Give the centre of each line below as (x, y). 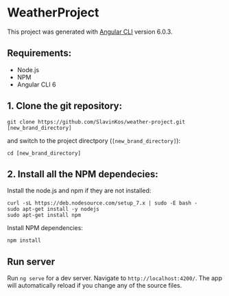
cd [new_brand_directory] (44, 153)
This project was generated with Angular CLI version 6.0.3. (90, 32)
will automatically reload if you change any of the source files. (95, 286)
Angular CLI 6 (36, 84)
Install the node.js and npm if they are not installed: (79, 191)
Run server (31, 261)
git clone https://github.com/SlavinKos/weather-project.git (96, 122)
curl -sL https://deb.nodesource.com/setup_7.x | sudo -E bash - (102, 203)
